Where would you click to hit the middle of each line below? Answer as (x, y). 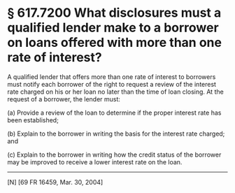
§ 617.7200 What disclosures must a (114, 13)
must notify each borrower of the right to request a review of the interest (112, 84)
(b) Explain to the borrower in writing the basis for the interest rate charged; (116, 134)
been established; (33, 120)
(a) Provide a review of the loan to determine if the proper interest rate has (114, 113)
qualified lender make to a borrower (113, 28)
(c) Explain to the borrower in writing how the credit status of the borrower (114, 155)
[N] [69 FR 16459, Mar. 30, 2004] (55, 182)
